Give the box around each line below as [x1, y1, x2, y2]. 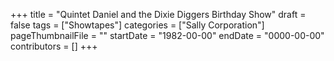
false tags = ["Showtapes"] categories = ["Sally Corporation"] [10, 19, 265, 31]
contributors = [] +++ [10, 40, 98, 52]
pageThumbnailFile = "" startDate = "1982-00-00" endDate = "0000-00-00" [10, 30, 325, 41]
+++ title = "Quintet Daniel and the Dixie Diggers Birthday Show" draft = [10, 9, 307, 20]
